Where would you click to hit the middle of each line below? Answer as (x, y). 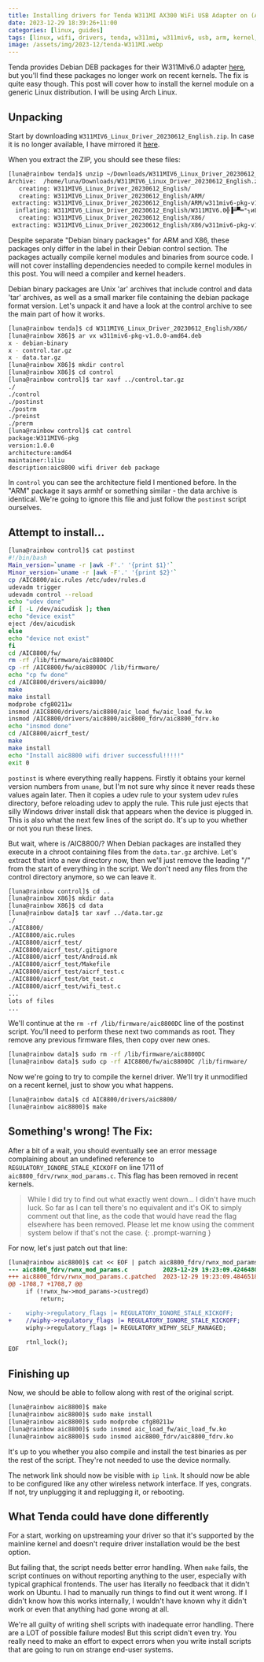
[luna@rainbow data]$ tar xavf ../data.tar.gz (86, 913)
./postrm (22, 409)
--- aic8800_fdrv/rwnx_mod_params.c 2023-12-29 (103, 1270)
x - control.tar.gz (40, 350)
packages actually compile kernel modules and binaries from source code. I (131, 257)
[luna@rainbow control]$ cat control (70, 431)
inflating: (33, 211)
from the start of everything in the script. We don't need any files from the (128, 868)
